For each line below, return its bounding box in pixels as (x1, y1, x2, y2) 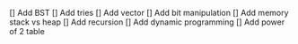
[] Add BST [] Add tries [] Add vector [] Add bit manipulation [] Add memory (9, 8, 289, 18)
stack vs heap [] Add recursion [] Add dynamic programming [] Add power (9, 17, 285, 27)
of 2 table (9, 26, 45, 36)
